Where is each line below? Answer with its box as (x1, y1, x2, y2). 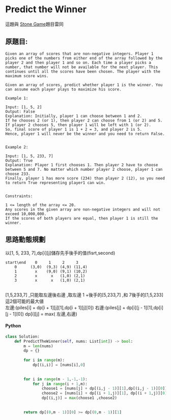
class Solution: (5, 334, 40, 339)
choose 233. (5, 171, 31, 176)
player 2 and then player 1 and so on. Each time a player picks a (5, 60, 152, 65)
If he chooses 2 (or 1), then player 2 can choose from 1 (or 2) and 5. (5, 118, 163, 123)
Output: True (5, 158, 33, 163)
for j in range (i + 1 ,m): (32, 381, 88, 386)
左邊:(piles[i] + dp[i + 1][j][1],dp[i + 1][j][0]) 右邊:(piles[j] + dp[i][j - (5, 304, 143, 311)
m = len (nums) (23, 343, 53, 349)
